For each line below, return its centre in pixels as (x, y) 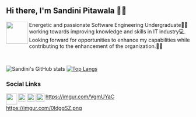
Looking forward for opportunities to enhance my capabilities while (109, 40)
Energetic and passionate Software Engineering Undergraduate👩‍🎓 (108, 25)
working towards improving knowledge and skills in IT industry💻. (107, 31)
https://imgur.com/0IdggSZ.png (44, 108)
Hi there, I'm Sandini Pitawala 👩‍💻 (66, 11)
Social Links (24, 84)
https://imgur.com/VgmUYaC (80, 97)
